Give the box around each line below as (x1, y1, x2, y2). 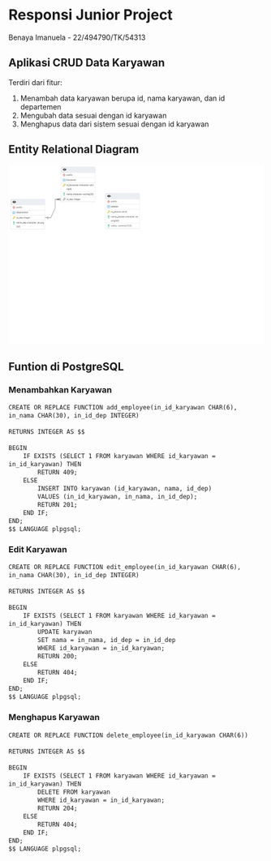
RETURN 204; (37, 804, 79, 812)
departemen (19, 101, 62, 111)
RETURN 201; (37, 501, 79, 509)
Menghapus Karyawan (8, 712, 100, 723)
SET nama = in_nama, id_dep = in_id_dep (37, 636, 176, 645)
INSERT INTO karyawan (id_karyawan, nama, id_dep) (37, 485, 213, 493)
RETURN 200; (37, 653, 79, 661)
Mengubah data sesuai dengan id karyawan (19, 110, 167, 120)
